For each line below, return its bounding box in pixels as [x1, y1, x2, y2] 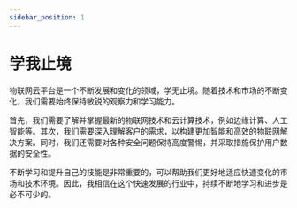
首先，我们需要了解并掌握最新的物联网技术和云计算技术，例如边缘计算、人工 [9, 114, 288, 125]
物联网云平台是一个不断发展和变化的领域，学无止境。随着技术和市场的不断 [9, 85, 280, 96]
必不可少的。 [9, 189, 56, 199]
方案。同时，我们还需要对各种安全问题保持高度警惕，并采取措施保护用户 [16, 136, 280, 147]
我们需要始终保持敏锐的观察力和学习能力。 [24, 96, 179, 106]
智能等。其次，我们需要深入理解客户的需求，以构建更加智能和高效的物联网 [9, 126, 280, 136]
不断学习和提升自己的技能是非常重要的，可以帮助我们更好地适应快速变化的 [9, 166, 280, 177]
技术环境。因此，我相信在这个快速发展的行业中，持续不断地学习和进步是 [24, 178, 288, 189]
